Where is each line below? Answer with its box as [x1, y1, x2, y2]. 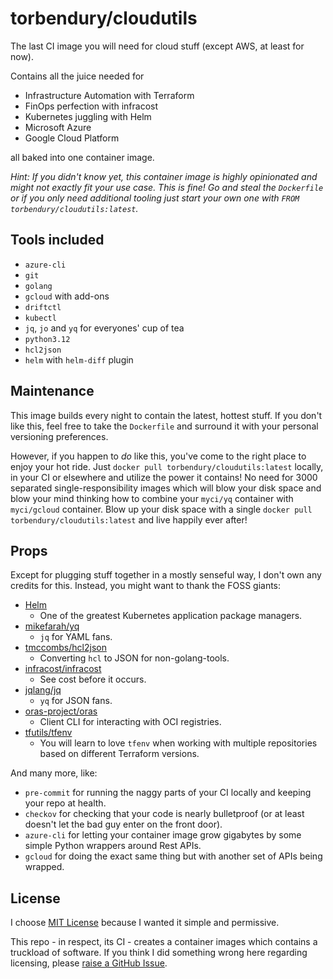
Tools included [10, 232, 105, 249]
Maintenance [10, 383, 95, 400]
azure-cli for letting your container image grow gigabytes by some [24, 829, 302, 841]
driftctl [24, 302, 62, 312]
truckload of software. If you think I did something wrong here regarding [10, 947, 308, 959]
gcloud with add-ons [24, 290, 110, 302]
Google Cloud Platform [24, 132, 120, 144]
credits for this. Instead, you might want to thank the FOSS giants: [10, 580, 282, 592]
